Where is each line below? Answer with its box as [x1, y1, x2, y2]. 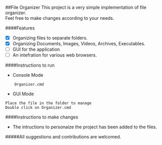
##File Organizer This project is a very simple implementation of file [5, 5, 147, 10]
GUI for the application [12, 46, 60, 52]
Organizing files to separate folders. [12, 35, 88, 41]
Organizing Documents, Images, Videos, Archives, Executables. [12, 41, 146, 47]
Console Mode [12, 72, 44, 78]
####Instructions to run [5, 62, 55, 68]
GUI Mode [12, 91, 34, 97]
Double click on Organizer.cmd [5, 105, 71, 110]
